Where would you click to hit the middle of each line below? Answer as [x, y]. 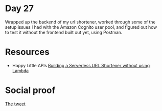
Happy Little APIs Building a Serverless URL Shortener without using [81, 65]
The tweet [15, 104]
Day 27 [20, 9]
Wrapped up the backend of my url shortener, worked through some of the [80, 22]
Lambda [20, 71]
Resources [27, 52]
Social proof [30, 90]
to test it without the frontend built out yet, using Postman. [64, 32]
